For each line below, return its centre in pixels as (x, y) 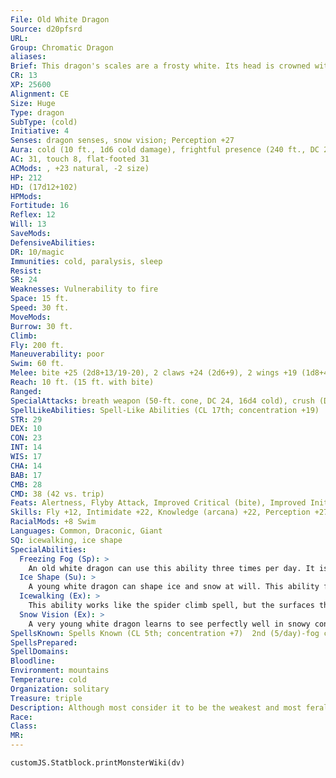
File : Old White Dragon (60, 19)
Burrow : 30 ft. (42, 326)
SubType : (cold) (44, 122)
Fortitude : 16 (40, 206)
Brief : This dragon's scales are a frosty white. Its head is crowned (160, 66)
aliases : (28, 57)
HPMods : (26, 196)
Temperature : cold (48, 680)
